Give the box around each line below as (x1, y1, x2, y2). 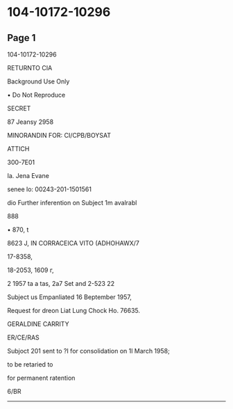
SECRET (7, 104, 31, 112)
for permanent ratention (7, 374, 76, 382)
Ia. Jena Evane (7, 172, 50, 179)
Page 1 (7, 32, 36, 44)
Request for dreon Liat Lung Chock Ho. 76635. (7, 307, 141, 314)
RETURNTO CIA (7, 64, 53, 72)
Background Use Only (7, 77, 70, 86)
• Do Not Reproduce (7, 91, 66, 99)
